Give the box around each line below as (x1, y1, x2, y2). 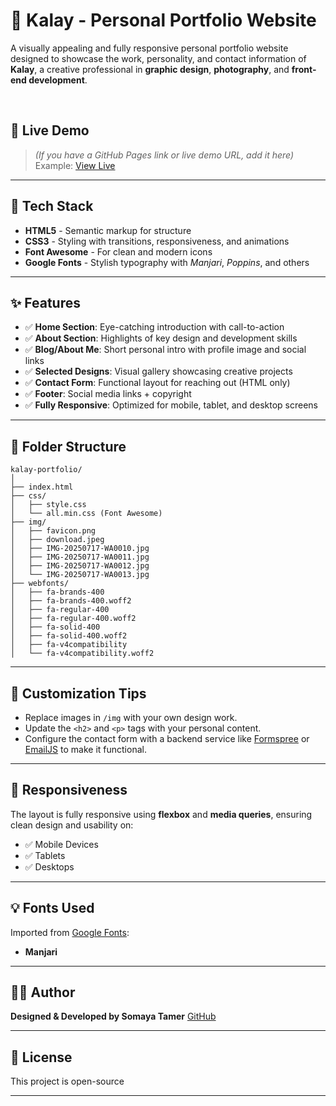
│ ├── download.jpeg (10, 535, 105, 545)
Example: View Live (34, 159, 116, 171)
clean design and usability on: (10, 819, 134, 831)
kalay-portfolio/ (10, 465, 83, 475)
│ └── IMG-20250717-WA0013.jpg (10, 570, 150, 580)
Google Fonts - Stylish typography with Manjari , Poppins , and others (24, 256, 310, 268)
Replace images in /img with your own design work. (24, 712, 238, 723)
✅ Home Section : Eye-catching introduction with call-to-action (24, 321, 285, 333)
